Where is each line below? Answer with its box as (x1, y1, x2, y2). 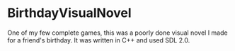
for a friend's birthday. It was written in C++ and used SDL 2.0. (7, 35, 190, 44)
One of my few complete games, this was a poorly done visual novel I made (7, 28, 228, 37)
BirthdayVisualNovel (7, 5, 132, 21)
